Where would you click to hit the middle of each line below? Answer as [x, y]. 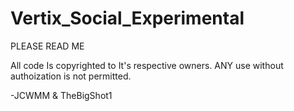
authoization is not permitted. [71, 76]
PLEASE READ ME [47, 46]
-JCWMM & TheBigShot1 [61, 95]
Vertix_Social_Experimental [127, 18]
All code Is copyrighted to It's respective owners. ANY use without [147, 65]
